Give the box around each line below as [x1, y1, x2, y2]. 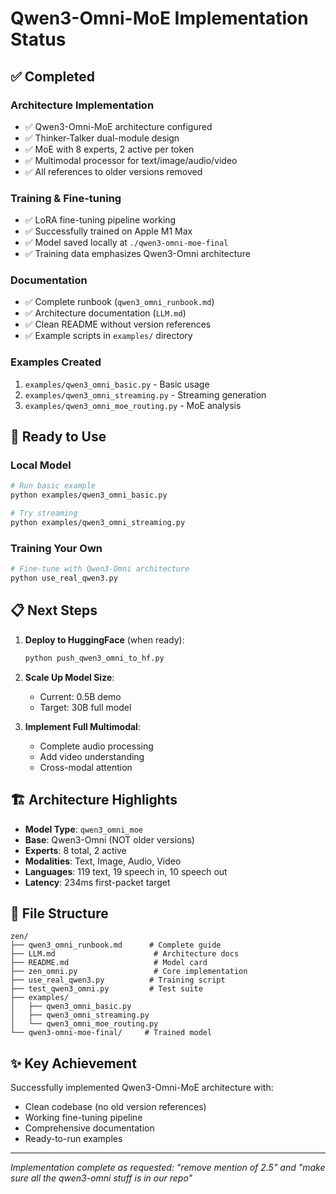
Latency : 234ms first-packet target [24, 876, 171, 888]
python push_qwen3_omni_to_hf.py [24, 653, 165, 663]
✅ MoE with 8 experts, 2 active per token [24, 143, 195, 155]
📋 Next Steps [10, 602, 98, 619]
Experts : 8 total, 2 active [24, 844, 127, 856]
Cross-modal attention [39, 761, 133, 773]
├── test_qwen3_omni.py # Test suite [10, 984, 203, 994]
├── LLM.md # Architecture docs [10, 949, 240, 959]
